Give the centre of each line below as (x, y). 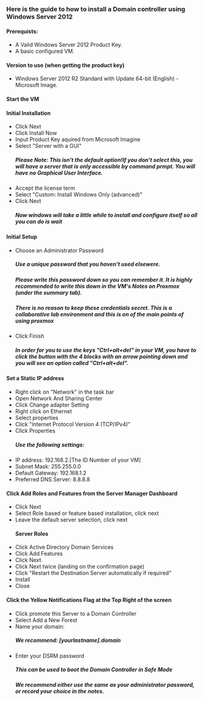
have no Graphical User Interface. (59, 173)
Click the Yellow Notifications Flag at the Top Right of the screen (89, 600)
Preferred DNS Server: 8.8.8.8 (53, 479)
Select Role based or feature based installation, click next (87, 514)
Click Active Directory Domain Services (64, 547)
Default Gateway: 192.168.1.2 (51, 473)
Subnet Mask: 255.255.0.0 (48, 466)
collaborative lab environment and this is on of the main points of (99, 315)
